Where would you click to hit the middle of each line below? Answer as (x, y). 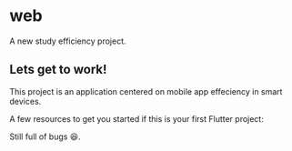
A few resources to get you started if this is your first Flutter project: (136, 118)
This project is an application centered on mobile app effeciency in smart (146, 91)
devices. (25, 101)
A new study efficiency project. (68, 41)
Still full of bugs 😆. (45, 136)
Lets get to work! (58, 70)
